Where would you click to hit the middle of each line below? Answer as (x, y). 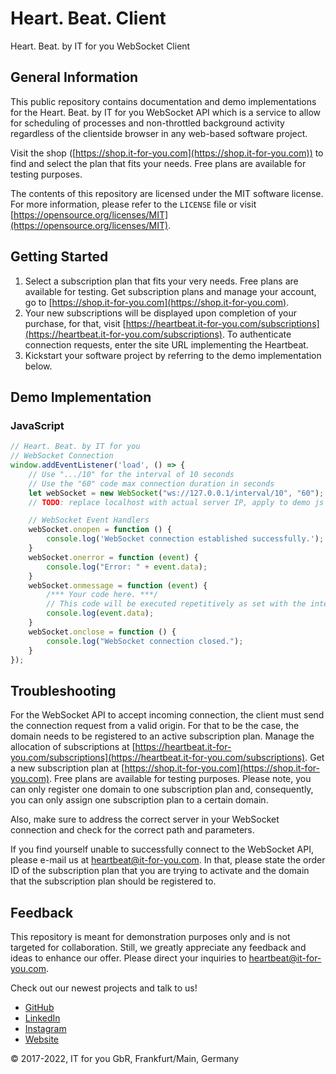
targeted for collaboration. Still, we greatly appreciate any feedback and (158, 947)
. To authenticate (256, 334)
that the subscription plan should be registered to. (113, 881)
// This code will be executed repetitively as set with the (176, 604)
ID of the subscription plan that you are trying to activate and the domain (160, 871)
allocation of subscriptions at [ (73, 747)
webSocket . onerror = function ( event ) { (113, 557)
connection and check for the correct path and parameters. (132, 830)
